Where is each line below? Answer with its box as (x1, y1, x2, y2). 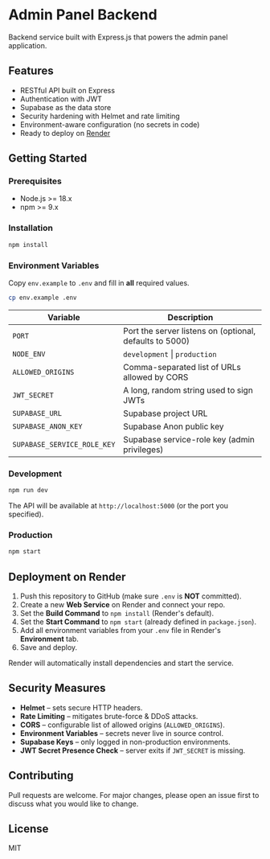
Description (167, 311, 214, 323)
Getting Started (8, 151, 88, 166)
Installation (8, 223, 54, 234)
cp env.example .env (8, 294, 78, 302)
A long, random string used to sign (123, 384, 253, 396)
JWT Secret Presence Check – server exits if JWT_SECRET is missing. (19, 746, 246, 755)
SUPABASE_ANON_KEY (12, 421, 83, 431)
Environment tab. (19, 634, 79, 643)
